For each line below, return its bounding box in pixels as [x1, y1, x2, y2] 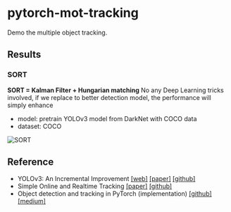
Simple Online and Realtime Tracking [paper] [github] [17, 182, 173, 191]
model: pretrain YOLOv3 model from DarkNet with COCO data [17, 114, 197, 123]
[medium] [17, 197, 46, 206]
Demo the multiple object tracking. [7, 28, 108, 37]
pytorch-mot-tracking [7, 5, 139, 21]
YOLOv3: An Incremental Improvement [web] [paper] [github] [17, 175, 196, 183]
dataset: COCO [17, 122, 62, 130]
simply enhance [7, 101, 54, 109]
